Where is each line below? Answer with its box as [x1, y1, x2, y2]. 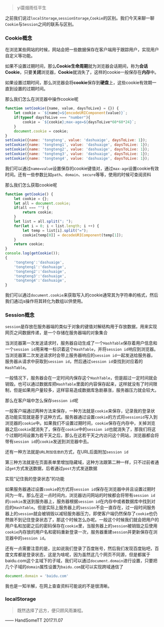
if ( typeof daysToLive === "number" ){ [14, 115, 91, 120]
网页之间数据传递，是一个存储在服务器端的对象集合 [5, 330, 108, 336]
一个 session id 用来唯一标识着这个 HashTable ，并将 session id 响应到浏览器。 [5, 346, 159, 352]
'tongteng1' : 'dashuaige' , [14, 264, 67, 269]
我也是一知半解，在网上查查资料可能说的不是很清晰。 [5, 583, 112, 589]
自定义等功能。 [5, 53, 35, 59]
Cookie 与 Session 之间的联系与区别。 [5, 22, 77, 27]
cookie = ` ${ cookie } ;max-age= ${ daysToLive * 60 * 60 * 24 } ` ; [22, 119, 137, 124]
